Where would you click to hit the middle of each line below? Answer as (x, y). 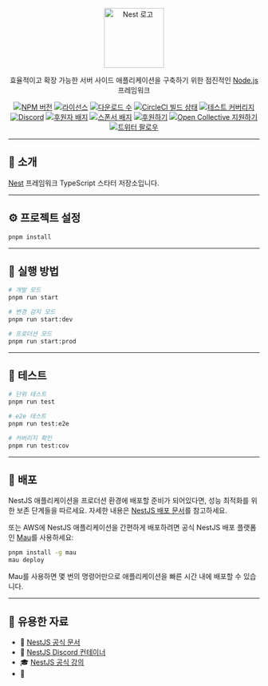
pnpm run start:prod (43, 341)
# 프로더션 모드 (30, 334)
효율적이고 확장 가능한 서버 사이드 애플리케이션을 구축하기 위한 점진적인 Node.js (134, 80)
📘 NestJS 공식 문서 (50, 642)
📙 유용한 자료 (39, 622)
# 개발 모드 (25, 290)
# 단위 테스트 (28, 395)
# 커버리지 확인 (30, 438)
